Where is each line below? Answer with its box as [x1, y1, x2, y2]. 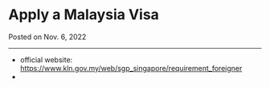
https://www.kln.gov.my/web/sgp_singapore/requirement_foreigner [19, 63, 243, 73]
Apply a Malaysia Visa [8, 6, 159, 24]
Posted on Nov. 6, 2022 [8, 32, 87, 42]
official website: [19, 54, 73, 65]
